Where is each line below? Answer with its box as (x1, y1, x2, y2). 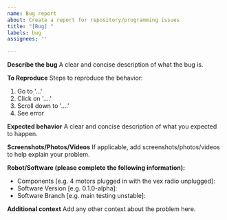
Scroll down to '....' (17, 102, 70, 110)
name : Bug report (7, 10, 57, 17)
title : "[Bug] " (7, 23, 54, 30)
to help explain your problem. (7, 151, 90, 159)
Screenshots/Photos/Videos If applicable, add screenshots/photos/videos (7, 143, 220, 151)
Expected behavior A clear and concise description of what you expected (7, 122, 217, 131)
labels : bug (7, 29, 41, 36)
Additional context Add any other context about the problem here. (7, 205, 196, 213)
